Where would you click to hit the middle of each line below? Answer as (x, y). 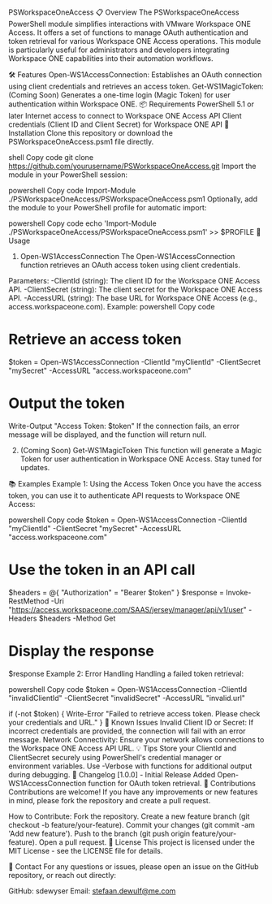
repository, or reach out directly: (62, 875)
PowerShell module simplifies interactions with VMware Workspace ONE (130, 24)
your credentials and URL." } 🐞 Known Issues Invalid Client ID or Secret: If (131, 722)
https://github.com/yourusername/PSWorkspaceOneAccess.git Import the (132, 166)
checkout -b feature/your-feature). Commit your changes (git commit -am (132, 824)
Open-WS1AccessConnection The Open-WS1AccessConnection (127, 256)
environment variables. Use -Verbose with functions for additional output (130, 766)
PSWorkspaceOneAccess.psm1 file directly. (81, 142)
